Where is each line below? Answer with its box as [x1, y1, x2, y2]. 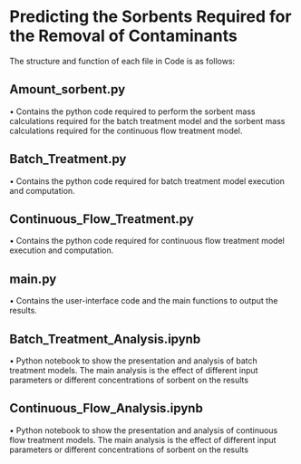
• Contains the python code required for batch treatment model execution [9, 175, 286, 187]
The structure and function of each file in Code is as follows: [9, 55, 236, 66]
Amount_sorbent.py [9, 82, 126, 97]
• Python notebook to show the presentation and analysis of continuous [9, 424, 278, 436]
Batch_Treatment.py [9, 151, 127, 167]
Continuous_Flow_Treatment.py [9, 211, 195, 227]
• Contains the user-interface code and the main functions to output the [9, 295, 278, 306]
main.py [9, 271, 57, 286]
